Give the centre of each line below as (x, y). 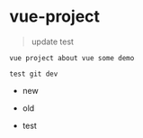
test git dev (34, 74)
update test (53, 41)
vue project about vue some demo (72, 58)
